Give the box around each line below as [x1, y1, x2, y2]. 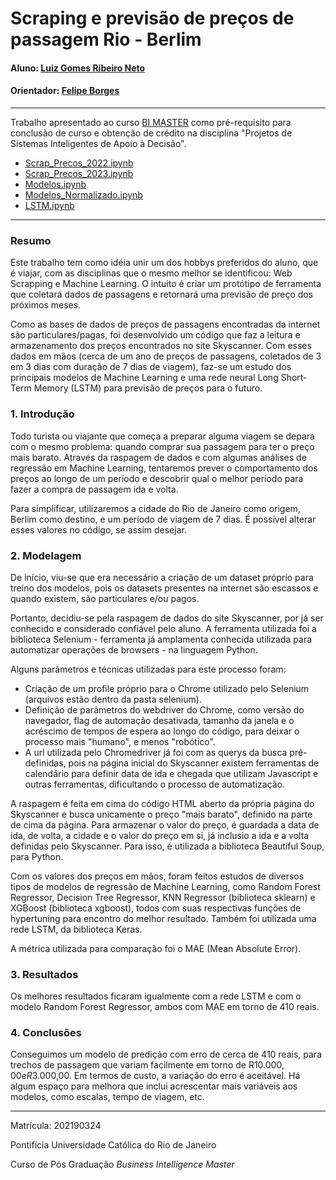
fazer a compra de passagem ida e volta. [10, 483, 179, 495]
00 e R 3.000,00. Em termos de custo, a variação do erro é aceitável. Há [10, 1070, 301, 1082]
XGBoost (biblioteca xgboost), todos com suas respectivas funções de [10, 902, 302, 914]
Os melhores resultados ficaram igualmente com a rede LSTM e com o [10, 990, 302, 1002]
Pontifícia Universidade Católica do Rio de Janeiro [10, 1139, 217, 1151]
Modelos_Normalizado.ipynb [24, 188, 143, 201]
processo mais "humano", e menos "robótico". [24, 735, 216, 747]
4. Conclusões [10, 1026, 83, 1040]
